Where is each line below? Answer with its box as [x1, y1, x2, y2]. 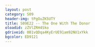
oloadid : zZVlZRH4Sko [5, 25, 49, 30]
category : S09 [5, 12, 34, 17]
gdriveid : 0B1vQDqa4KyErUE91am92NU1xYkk [5, 30, 89, 35]
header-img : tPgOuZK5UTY [5, 16, 56, 21]
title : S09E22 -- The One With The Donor [5, 21, 91, 26]
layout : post [5, 7, 32, 12]
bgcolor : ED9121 [5, 35, 38, 40]
